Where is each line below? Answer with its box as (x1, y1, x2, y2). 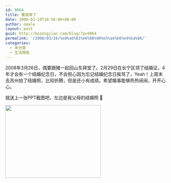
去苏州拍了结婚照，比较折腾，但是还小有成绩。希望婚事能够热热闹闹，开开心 (5, 77, 166, 83)
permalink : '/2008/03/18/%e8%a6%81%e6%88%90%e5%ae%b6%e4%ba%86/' (5, 36, 147, 41)
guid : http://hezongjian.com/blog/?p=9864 (5, 31, 97, 36)
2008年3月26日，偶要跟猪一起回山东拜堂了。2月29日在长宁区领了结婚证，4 (5, 65, 165, 71)
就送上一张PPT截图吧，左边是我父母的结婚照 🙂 (5, 95, 103, 101)
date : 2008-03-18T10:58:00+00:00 (5, 17, 76, 22)
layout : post (5, 26, 33, 32)
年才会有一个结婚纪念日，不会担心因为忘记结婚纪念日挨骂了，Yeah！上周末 (5, 71, 163, 77)
